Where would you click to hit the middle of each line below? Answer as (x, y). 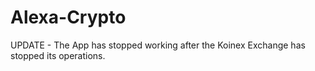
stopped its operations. (58, 55)
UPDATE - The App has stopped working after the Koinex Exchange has (158, 45)
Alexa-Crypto (68, 17)
